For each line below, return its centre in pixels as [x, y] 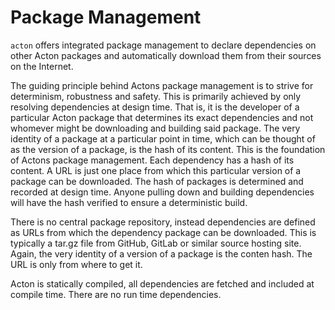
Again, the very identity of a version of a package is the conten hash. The [161, 253]
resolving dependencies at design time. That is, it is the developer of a [155, 107]
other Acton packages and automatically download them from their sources [166, 55]
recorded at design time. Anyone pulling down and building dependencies [162, 192]
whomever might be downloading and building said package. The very [155, 128]
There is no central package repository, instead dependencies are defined [163, 222]
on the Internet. [42, 66]
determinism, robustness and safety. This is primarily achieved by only [156, 96]
